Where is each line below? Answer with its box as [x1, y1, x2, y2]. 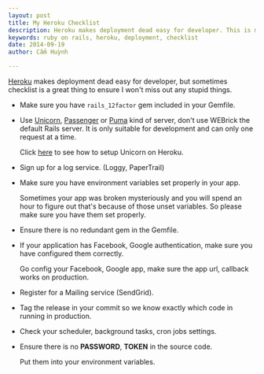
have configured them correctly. [19, 249, 124, 258]
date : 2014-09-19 [8, 41, 65, 49]
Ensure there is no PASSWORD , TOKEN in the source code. [19, 342, 213, 351]
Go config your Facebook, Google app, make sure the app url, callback [19, 265, 249, 273]
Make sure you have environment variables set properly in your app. [19, 178, 241, 187]
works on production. [19, 272, 90, 282]
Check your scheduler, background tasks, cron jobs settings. [19, 327, 217, 335]
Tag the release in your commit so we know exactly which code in [19, 303, 233, 312]
